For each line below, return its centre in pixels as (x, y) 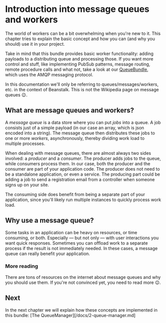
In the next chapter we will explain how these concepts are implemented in (81, 310)
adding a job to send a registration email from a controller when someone (80, 179)
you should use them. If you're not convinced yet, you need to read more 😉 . (83, 282)
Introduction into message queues (77, 9)
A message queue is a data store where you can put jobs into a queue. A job (83, 122)
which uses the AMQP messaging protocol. (49, 74)
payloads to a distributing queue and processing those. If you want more (79, 59)
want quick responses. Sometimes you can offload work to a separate (77, 243)
